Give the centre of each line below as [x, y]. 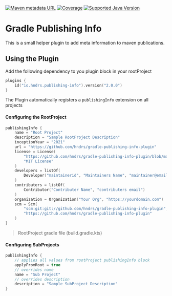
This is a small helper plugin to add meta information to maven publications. [85, 43]
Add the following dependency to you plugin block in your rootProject [79, 71]
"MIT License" [39, 161]
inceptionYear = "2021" [40, 142]
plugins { [16, 80]
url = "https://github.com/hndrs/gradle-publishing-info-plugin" [86, 147]
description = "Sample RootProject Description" [67, 138]
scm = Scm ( [26, 204]
